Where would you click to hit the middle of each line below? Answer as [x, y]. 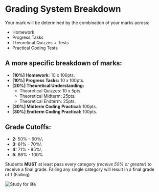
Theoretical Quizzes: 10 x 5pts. [50, 91]
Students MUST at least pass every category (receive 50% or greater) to [78, 164]
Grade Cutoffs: [28, 127]
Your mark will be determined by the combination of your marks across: [77, 23]
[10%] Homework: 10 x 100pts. [44, 75]
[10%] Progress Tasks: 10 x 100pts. [48, 80]
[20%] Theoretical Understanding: [48, 85]
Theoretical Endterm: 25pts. [48, 101]
